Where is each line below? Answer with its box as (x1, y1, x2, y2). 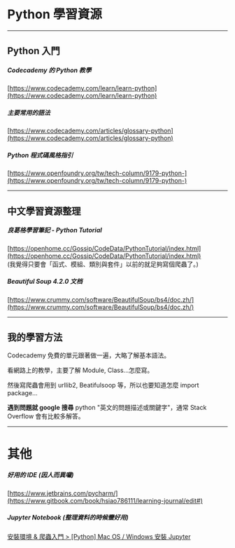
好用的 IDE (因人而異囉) (7, 471, 74, 479)
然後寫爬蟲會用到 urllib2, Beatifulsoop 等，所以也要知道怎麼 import (7, 381, 199, 390)
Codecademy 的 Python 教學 (7, 66, 92, 74)
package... (7, 389, 38, 397)
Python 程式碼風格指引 (7, 151, 73, 159)
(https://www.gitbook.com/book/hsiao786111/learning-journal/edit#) (7, 496, 203, 505)
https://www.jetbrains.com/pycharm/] (9, 488, 118, 498)
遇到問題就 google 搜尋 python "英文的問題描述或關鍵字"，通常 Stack (7, 404, 207, 412)
